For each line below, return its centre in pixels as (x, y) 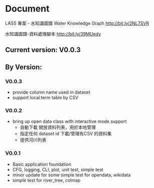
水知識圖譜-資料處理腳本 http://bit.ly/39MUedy (53, 34)
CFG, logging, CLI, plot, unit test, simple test (58, 169)
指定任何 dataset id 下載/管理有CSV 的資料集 (66, 134)
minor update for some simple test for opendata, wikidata (71, 175)
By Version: (24, 67)
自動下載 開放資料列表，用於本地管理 (58, 127)
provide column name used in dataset (51, 92)
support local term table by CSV (45, 98)
